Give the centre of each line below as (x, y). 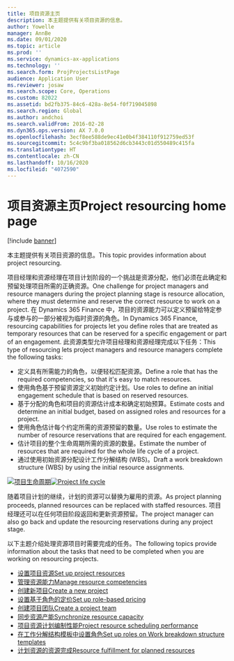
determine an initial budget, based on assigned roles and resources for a (122, 411)
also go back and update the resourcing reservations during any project (110, 522)
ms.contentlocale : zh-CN (43, 157)
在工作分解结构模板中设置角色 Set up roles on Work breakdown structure (121, 634)
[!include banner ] (32, 241)
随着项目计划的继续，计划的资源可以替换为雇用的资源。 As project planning (114, 496)
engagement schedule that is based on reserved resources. (103, 395)
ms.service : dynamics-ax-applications (63, 59)
